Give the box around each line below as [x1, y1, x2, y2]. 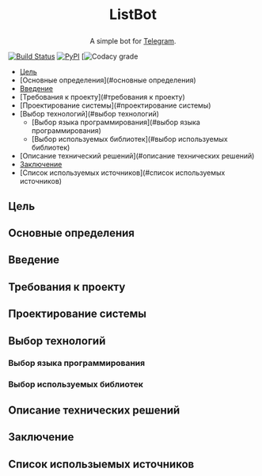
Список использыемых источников [8, 457, 195, 470]
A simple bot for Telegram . [89, 36, 177, 46]
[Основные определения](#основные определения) [19, 75, 196, 85]
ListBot [109, 6, 157, 24]
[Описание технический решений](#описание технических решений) [19, 151, 255, 161]
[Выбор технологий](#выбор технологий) [19, 109, 160, 119]
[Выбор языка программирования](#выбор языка [31, 117, 200, 128]
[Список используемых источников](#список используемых [19, 168, 226, 177]
